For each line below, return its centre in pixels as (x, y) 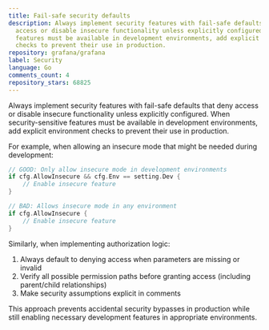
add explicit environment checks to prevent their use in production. (119, 131)
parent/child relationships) (63, 284)
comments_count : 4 (39, 75)
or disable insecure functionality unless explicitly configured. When (119, 113)
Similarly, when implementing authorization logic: (89, 244)
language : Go (30, 68)
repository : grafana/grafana (57, 53)
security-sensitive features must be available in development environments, (133, 122)
